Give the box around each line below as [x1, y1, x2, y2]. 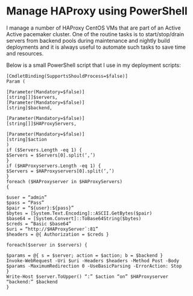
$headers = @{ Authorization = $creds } [6, 231, 110, 238]
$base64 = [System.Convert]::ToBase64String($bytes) [6, 215, 142, 221]
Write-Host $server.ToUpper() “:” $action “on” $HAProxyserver [6, 273, 169, 280]
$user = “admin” [6, 194, 47, 200]
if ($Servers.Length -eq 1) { [6, 146, 83, 153]
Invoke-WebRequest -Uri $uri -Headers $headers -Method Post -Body [6, 257, 180, 263]
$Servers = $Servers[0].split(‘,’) [6, 152, 96, 158]
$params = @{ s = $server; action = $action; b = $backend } [6, 252, 163, 259]
